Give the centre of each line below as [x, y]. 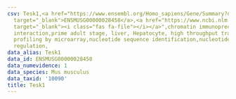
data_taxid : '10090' [38, 78]
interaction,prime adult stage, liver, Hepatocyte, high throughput [116, 33]
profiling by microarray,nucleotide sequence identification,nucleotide [122, 40]
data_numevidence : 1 [38, 66]
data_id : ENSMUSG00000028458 [50, 59]
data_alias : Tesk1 [34, 53]
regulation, [31, 46]
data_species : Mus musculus [48, 72]
